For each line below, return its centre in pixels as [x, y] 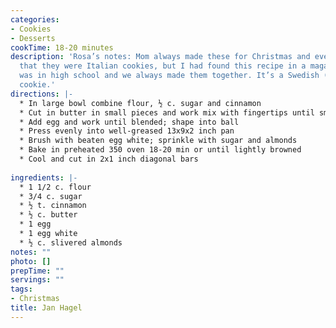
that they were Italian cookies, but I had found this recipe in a [163, 66]
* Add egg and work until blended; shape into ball [129, 122]
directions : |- [42, 94]
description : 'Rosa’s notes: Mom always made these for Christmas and [160, 57]
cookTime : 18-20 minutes [62, 47]
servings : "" [37, 280]
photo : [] [31, 261]
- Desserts [33, 38]
